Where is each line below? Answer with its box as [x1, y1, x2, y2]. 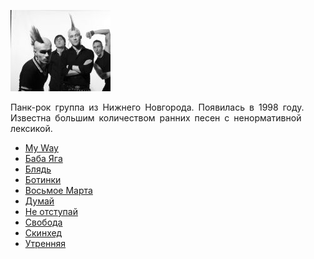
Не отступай [24, 206, 78, 217]
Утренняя [24, 238, 67, 249]
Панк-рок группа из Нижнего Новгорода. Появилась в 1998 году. [10, 101, 305, 113]
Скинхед [24, 227, 63, 239]
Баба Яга [24, 153, 63, 164]
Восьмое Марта [24, 185, 93, 196]
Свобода [24, 216, 63, 228]
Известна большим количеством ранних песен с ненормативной [10, 112, 302, 124]
